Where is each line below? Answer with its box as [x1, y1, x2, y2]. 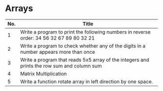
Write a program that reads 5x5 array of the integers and [20, 56, 149, 63]
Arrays [5, 3, 33, 14]
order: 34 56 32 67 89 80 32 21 [20, 34, 95, 41]
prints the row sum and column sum [20, 62, 102, 69]
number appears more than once [20, 48, 96, 55]
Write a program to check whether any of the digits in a [20, 42, 146, 49]
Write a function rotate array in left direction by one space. [20, 78, 153, 85]
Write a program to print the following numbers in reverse [20, 29, 151, 35]
